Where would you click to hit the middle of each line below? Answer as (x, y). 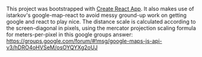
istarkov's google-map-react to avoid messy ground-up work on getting (96, 15)
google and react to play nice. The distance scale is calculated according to (101, 22)
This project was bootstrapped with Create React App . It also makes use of (100, 9)
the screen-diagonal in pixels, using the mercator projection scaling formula (101, 28)
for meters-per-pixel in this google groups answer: (70, 35)
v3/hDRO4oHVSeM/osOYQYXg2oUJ (52, 47)
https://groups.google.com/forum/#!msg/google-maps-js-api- (84, 41)
